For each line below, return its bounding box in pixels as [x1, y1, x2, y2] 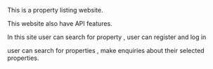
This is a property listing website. [7, 6, 103, 14]
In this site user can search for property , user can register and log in [7, 33, 207, 41]
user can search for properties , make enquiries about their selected [7, 47, 205, 54]
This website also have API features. [7, 20, 112, 27]
